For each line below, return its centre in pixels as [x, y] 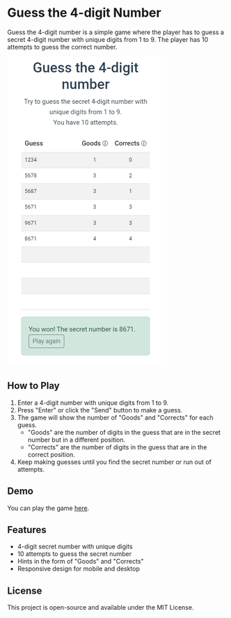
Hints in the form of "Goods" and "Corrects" [80, 562]
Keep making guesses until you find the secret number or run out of [114, 462]
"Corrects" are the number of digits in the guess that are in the [117, 447]
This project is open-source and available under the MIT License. [101, 608]
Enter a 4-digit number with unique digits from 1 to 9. [93, 403]
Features [27, 530]
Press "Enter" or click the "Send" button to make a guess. [100, 410]
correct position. [51, 454]
